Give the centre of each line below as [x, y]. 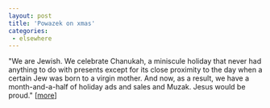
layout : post [30, 16]
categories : [28, 31]
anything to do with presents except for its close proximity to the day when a [135, 70]
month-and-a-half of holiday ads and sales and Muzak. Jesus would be [127, 87]
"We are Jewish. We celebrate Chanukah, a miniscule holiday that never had [135, 61]
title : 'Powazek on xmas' [52, 23]
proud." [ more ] [33, 96]
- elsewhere [32, 38]
